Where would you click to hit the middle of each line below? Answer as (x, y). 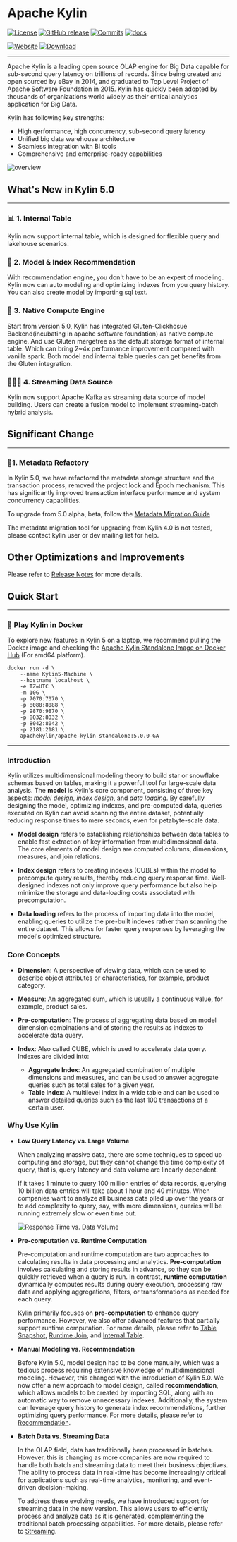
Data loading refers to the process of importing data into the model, (116, 914)
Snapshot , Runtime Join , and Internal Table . (81, 1335)
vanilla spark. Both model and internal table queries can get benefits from (114, 356)
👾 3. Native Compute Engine (56, 310)
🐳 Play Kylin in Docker (45, 624)
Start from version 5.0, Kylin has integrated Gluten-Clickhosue (97, 326)
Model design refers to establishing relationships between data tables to (123, 834)
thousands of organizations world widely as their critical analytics (103, 96)
